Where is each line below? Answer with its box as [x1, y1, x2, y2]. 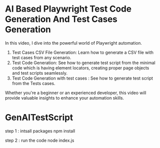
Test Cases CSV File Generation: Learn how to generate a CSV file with [12, 49, 154, 55]
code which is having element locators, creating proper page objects [12, 65, 149, 71]
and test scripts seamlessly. [12, 70, 68, 76]
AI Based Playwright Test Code [5, 3, 132, 15]
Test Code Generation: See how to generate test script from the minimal [12, 60, 156, 66]
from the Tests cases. [12, 80, 56, 86]
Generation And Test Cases [5, 14, 117, 25]
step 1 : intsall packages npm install [5, 128, 75, 134]
